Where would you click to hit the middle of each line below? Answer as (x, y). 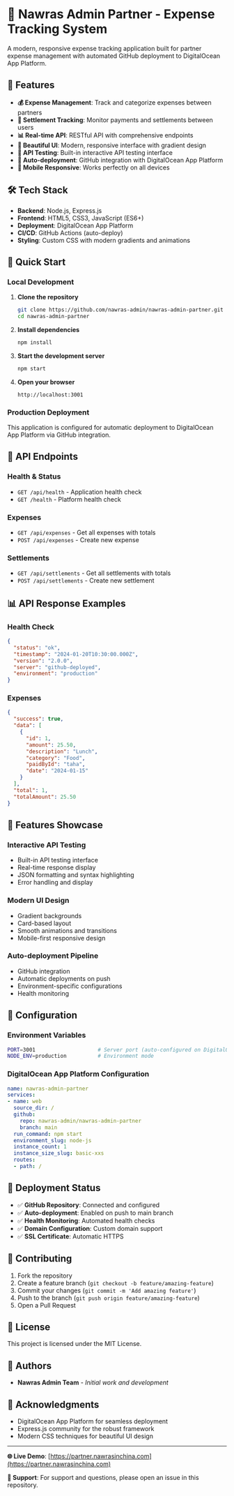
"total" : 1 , (31, 790)
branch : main (39, 1127)
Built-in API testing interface (58, 860)
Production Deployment (48, 412)
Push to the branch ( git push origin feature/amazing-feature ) (108, 1298)
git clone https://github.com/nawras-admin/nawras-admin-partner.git (120, 310)
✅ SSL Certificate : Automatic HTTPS (70, 1236)
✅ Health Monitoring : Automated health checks (86, 1220)
